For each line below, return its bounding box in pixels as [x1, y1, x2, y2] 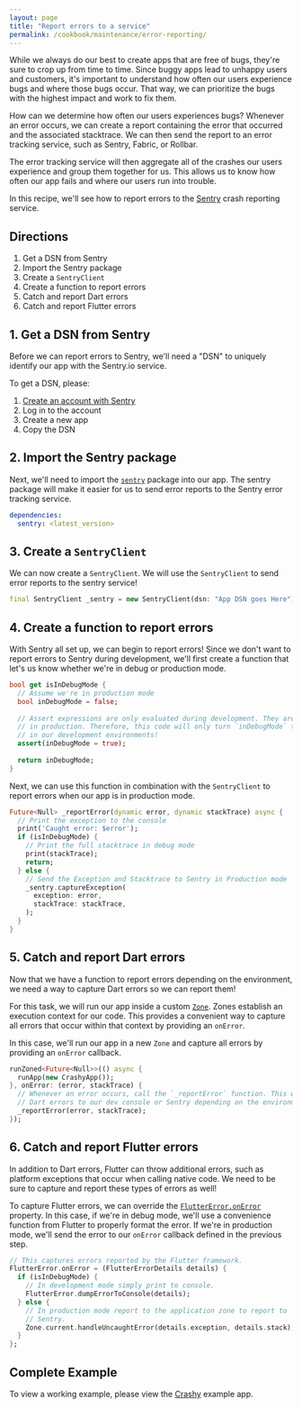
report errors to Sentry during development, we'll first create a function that [9, 654, 289, 664]
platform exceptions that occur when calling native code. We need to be [9, 1173, 276, 1184]
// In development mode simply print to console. [25, 1281, 216, 1290]
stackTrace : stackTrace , [32, 900, 127, 909]
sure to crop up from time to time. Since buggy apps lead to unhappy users [9, 64, 288, 75]
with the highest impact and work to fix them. [9, 93, 177, 104]
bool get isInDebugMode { [9, 681, 106, 690]
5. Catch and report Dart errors [9, 950, 186, 965]
